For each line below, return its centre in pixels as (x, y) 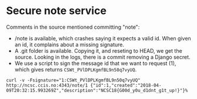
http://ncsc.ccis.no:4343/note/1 (47, 85)
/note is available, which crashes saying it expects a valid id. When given (103, 38)
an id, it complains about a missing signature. (69, 45)
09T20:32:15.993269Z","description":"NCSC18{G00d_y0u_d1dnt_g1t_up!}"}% (97, 90)
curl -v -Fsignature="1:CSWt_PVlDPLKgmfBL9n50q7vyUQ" (74, 80)
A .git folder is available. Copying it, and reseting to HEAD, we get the (98, 50)
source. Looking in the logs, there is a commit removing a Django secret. (102, 57)
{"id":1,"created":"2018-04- (126, 85)
